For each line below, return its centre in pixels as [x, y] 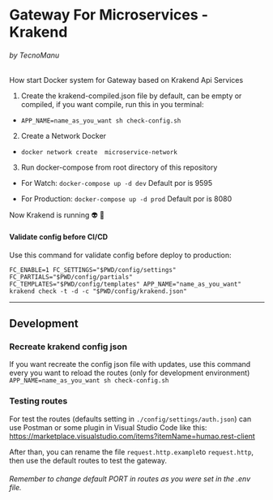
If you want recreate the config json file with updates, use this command [130, 364]
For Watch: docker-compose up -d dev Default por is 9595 [117, 183]
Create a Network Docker [64, 136]
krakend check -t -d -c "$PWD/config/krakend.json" [98, 291]
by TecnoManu [34, 55]
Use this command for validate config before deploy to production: [120, 255]
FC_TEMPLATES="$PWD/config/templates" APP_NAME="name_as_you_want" [126, 284]
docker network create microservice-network [99, 153]
